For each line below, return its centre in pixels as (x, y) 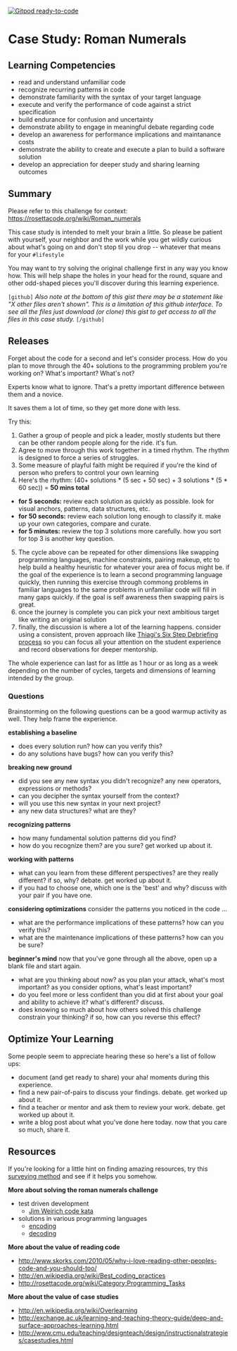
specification (37, 112)
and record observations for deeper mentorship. (88, 649)
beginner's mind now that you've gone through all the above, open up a (113, 958)
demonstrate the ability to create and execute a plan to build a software (121, 149)
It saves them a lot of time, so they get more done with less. (95, 407)
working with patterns (41, 859)
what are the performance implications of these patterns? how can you (121, 922)
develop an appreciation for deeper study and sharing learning (109, 164)
